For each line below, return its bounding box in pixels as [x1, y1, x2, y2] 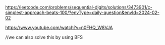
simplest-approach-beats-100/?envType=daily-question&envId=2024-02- [5, 9, 160, 15]
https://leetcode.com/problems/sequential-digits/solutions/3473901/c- [5, 4, 152, 10]
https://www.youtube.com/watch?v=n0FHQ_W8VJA [5, 24, 113, 30]
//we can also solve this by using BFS [5, 34, 83, 40]
